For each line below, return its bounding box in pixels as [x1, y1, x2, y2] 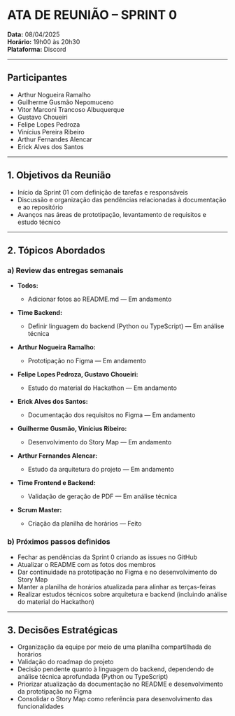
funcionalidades [17, 702, 64, 710]
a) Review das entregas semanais [7, 265, 124, 275]
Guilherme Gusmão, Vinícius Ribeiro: [17, 424, 127, 433]
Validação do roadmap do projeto [17, 658, 114, 666]
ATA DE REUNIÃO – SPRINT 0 [7, 7, 177, 23]
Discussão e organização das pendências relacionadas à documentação [17, 195, 227, 204]
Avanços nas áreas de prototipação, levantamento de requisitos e [17, 210, 206, 218]
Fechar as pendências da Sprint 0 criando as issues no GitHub [17, 553, 198, 561]
